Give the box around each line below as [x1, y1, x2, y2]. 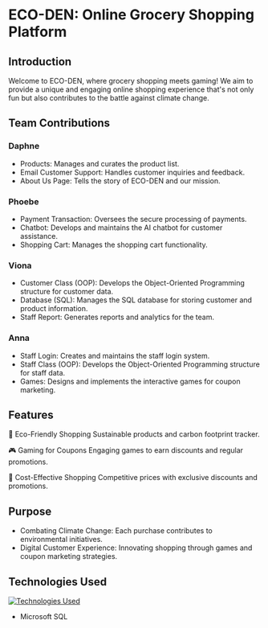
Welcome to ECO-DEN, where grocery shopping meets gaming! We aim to [8, 76, 254, 85]
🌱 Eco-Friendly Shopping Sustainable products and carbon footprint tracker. [8, 429, 260, 439]
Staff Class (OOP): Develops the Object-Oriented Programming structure [19, 359, 261, 369]
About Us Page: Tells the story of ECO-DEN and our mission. [19, 175, 221, 186]
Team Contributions [8, 117, 111, 130]
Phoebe [8, 195, 39, 207]
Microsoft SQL [19, 612, 68, 622]
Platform [8, 23, 67, 41]
